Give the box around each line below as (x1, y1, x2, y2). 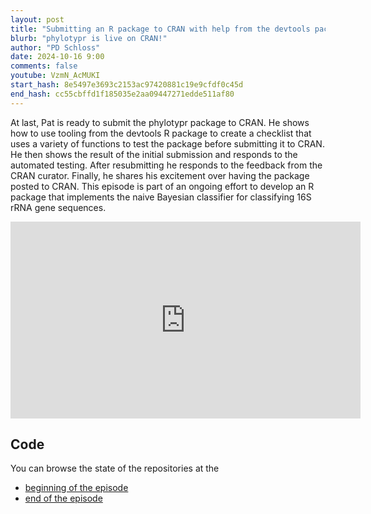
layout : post (10, 14, 65, 25)
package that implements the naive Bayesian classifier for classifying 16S (10, 191, 312, 203)
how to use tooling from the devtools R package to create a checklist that (10, 127, 312, 139)
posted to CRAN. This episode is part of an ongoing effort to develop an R (10, 180, 315, 192)
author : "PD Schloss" (10, 42, 101, 53)
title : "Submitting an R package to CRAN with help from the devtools (10, 24, 311, 34)
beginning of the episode (24, 482, 129, 494)
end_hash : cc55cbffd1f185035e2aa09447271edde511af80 (10, 89, 235, 99)
